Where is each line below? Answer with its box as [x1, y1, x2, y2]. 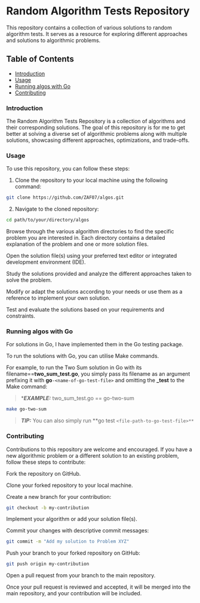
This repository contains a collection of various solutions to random [6, 24, 172, 31]
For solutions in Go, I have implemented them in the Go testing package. [6, 341, 184, 348]
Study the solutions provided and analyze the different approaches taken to [6, 270, 192, 278]
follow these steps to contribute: [6, 458, 86, 465]
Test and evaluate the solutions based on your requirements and [6, 306, 165, 313]
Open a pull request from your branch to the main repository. [6, 572, 156, 579]
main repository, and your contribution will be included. [6, 590, 142, 597]
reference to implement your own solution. [6, 294, 110, 301]
